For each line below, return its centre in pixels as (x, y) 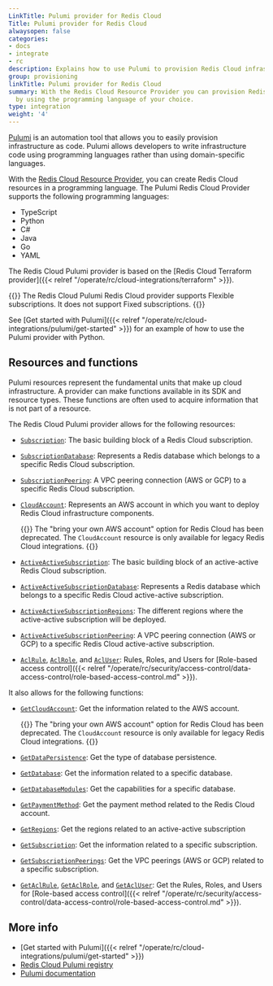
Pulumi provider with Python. (57, 337)
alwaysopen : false (39, 31)
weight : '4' (28, 115)
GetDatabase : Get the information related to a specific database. (126, 773)
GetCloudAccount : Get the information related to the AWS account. (130, 708)
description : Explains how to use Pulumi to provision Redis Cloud (125, 69)
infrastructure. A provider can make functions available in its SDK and (125, 390)
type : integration (39, 107)
